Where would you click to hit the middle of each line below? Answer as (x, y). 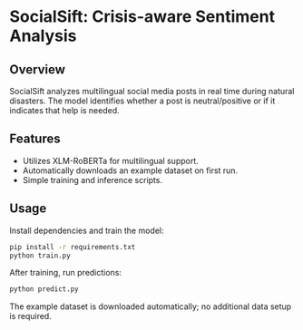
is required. (30, 316)
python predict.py (44, 289)
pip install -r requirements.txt (73, 247)
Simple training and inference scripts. (93, 180)
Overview (38, 69)
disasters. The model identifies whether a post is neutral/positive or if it (142, 101)
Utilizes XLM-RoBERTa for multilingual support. (111, 160)
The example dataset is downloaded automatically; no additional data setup (151, 306)
